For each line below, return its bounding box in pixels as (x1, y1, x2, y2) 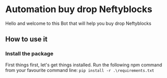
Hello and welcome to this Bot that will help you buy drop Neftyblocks (5, 20, 152, 26)
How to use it (5, 35, 48, 44)
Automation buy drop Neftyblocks (5, 4, 153, 15)
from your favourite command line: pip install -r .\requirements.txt (5, 67, 154, 73)
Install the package (5, 50, 53, 57)
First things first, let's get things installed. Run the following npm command (5, 62, 162, 68)
